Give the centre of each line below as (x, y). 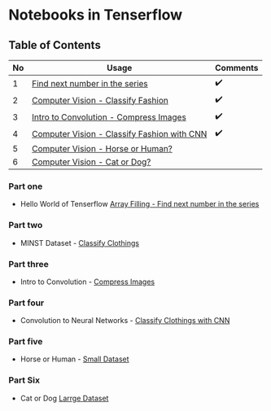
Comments (237, 68)
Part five (26, 342)
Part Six (24, 380)
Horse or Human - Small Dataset (74, 359)
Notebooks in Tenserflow (96, 15)
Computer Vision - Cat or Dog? (92, 162)
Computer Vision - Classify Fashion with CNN (120, 133)
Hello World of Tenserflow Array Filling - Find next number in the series (140, 204)
